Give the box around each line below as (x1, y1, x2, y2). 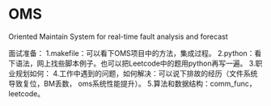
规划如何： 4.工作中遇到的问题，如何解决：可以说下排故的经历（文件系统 (15, 68, 258, 78)
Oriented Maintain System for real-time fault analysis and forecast (8, 32, 228, 41)
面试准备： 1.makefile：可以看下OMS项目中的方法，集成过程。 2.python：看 (8, 48, 262, 57)
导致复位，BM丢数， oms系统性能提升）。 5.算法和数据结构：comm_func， (8, 78, 256, 88)
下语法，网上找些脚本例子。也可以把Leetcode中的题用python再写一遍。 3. (8, 58, 256, 68)
